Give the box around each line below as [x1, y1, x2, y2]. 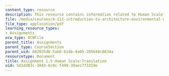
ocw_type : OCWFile [5, 35, 44, 40]
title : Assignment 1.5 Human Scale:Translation [5, 58, 107, 63]
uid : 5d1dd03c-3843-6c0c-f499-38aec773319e [5, 63, 98, 68]
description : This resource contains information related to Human [5, 12, 150, 17]
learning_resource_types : [5, 26, 59, 31]
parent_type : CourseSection [5, 44, 64, 49]
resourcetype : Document [5, 53, 55, 59]
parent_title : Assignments [5, 40, 62, 45]
